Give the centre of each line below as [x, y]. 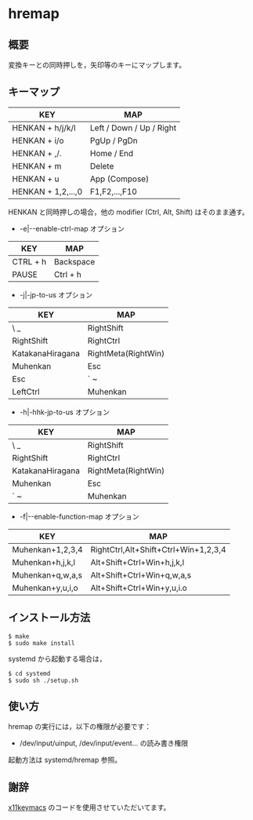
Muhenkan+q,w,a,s [47, 575]
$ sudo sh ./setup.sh [43, 680]
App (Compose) [119, 179]
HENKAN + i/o [38, 140]
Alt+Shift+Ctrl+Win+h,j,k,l [137, 562]
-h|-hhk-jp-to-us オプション [64, 412]
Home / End [112, 153]
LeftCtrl [26, 392]
